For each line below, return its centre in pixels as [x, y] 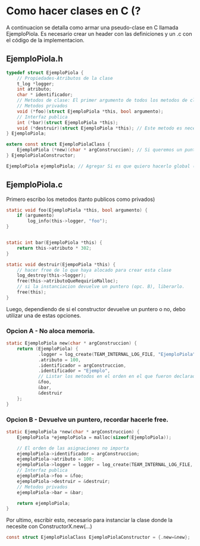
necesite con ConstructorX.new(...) [49, 526]
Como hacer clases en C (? [74, 11]
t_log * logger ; [36, 84]
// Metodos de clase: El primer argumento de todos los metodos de [102, 100]
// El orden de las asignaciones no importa [73, 448]
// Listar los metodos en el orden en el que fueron [104, 377]
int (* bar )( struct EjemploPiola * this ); [68, 122]
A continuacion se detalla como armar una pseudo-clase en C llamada [92, 27]
